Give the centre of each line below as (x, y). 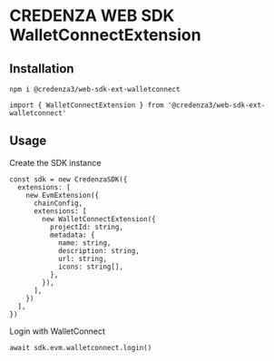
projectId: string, (87, 227)
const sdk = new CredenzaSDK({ (68, 179)
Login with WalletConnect (58, 331)
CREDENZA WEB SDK (92, 16)
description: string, (99, 250)
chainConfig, (58, 203)
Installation (42, 68)
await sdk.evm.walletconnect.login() (81, 347)
